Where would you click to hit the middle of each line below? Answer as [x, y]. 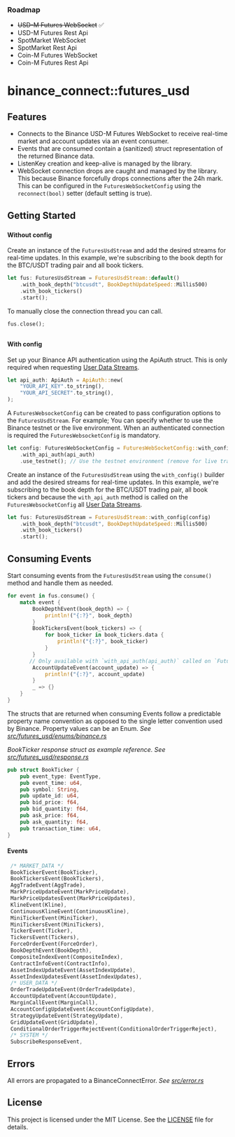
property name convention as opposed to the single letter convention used [115, 721]
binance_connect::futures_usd [99, 91]
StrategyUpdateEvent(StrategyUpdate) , [67, 1016]
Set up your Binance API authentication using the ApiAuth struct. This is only [117, 360]
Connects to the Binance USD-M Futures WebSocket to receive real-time [122, 134]
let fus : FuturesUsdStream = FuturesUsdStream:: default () [93, 278]
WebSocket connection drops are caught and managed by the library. [117, 171]
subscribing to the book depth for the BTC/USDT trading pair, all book [108, 490]
